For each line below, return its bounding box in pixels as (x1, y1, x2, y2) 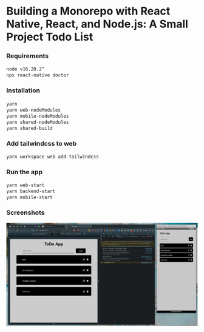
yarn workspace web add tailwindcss (6, 154, 99, 160)
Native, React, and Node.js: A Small (6, 17, 188, 31)
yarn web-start (6, 182, 45, 189)
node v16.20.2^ (6, 66, 45, 72)
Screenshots (6, 208, 45, 217)
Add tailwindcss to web (6, 139, 77, 147)
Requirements (6, 52, 49, 60)
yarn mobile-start (6, 194, 53, 201)
